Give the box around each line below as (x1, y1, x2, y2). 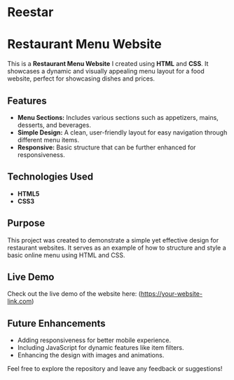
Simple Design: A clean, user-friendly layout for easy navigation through (17, 128, 228, 137)
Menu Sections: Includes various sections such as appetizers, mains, (17, 113, 219, 121)
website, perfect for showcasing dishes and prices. (7, 74, 156, 83)
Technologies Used (7, 171, 93, 183)
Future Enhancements (7, 317, 106, 330)
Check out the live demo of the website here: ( (7, 290, 142, 298)
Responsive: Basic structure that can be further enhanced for (17, 143, 196, 151)
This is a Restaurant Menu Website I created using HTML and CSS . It (7, 60, 209, 68)
